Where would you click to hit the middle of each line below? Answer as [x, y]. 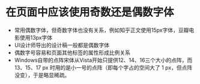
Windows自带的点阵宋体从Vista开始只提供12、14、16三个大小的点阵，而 [103, 60]
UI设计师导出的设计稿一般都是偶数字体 [62, 45]
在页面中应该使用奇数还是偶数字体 [90, 12]
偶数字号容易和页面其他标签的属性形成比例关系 [72, 52]
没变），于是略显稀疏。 [42, 75]
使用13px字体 [36, 37]
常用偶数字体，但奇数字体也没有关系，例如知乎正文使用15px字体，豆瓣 [102, 30]
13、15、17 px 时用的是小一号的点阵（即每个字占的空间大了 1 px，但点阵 [103, 67]
